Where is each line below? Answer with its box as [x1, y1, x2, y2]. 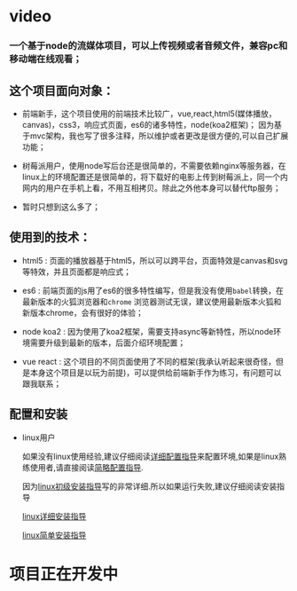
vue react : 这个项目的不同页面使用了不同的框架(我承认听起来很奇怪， [21, 356, 277, 366]
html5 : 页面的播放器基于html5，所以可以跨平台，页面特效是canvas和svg [21, 255, 288, 265]
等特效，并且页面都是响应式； [21, 266, 131, 277]
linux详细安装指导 [21, 510, 87, 521]
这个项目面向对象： [9, 83, 114, 98]
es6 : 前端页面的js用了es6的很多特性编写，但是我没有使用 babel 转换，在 [21, 285, 284, 295]
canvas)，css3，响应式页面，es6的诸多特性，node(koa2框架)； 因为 [21, 119, 275, 130]
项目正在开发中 [9, 563, 119, 584]
